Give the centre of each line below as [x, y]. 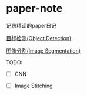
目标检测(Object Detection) [39, 38]
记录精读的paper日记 [31, 25]
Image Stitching [34, 86]
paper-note [34, 9]
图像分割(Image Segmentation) [43, 50]
